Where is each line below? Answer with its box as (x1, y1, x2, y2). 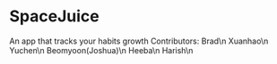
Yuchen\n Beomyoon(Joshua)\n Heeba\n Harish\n (9, 44, 194, 55)
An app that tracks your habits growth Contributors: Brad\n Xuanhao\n (9, 36, 269, 46)
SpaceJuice (9, 6, 100, 27)
